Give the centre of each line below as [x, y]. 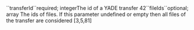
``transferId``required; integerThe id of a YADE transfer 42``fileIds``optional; [97, 8]
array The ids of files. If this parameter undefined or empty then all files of [96, 14]
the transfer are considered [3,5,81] [49, 21]
